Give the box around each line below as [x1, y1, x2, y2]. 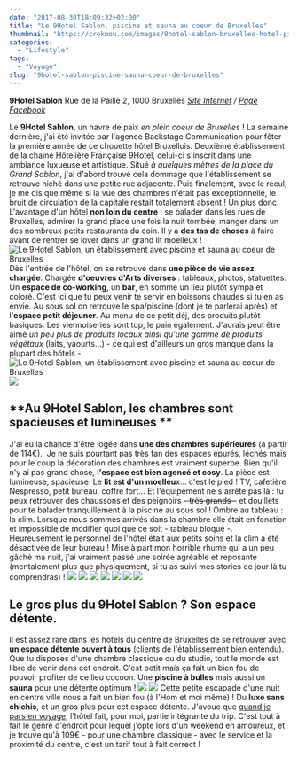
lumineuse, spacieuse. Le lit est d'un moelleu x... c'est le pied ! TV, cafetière [9, 476, 286, 487]
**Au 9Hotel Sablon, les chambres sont [9, 401, 233, 417]
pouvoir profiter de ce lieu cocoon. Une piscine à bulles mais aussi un [9, 672, 266, 683]
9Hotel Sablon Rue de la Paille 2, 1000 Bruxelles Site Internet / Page [9, 95, 259, 105]
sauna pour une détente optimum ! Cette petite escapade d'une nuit [9, 683, 280, 693]
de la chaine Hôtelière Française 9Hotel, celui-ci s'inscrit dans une [9, 150, 252, 160]
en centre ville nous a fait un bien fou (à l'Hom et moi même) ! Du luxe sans [9, 692, 286, 703]
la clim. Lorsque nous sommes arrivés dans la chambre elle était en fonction [9, 513, 287, 524]
